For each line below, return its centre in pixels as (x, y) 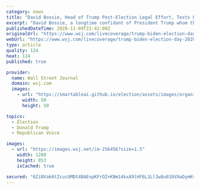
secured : (17, 176)
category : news (25, 12)
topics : (16, 116)
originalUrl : (22, 34)
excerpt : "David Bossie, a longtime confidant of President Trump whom (97, 23)
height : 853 (32, 160)
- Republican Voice (36, 133)
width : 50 (34, 100)
